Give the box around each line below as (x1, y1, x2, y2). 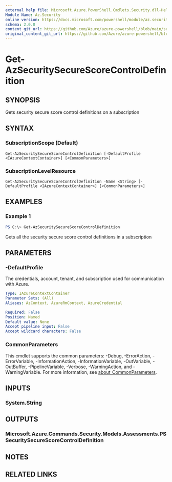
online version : (5, 17, 40, 22)
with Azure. (5, 281, 30, 287)
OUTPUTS (5, 415, 38, 424)
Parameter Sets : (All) (5, 296, 54, 301)
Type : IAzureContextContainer (5, 291, 70, 296)
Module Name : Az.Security (5, 12, 60, 17)
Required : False (5, 310, 40, 315)
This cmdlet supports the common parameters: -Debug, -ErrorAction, (5, 352, 152, 359)
